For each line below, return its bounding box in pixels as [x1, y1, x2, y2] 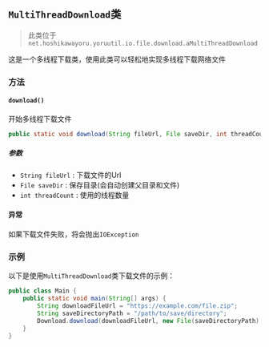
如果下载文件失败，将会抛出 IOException [8, 229, 139, 239]
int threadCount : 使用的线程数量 [19, 190, 130, 200]
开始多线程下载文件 [8, 114, 72, 123]
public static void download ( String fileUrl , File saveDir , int [8, 130, 227, 138]
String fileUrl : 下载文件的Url [19, 170, 122, 180]
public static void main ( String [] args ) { [22, 295, 167, 303]
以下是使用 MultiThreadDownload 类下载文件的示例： [8, 271, 175, 280]
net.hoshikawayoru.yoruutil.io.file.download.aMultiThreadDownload [27, 39, 258, 47]
